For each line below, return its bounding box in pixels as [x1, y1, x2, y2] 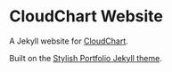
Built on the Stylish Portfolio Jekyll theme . [9, 52, 162, 63]
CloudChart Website [9, 6, 163, 27]
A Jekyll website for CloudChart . [9, 36, 129, 46]
